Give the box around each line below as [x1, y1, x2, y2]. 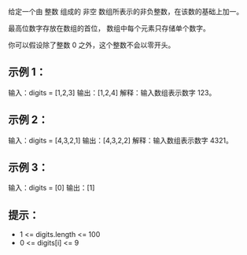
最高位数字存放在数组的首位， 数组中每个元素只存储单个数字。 [8, 24, 210, 33]
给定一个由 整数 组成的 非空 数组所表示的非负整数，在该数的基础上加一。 [8, 7, 244, 16]
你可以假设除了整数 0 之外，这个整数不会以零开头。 [8, 40, 175, 50]
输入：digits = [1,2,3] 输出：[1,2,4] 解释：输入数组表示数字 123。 [8, 87, 216, 97]
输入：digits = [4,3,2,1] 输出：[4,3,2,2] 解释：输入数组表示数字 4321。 [8, 135, 234, 145]
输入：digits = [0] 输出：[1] [8, 183, 95, 193]
